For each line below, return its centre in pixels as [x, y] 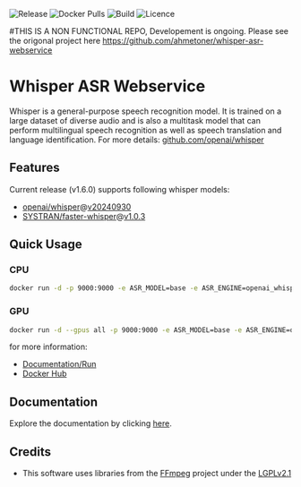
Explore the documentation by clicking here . [90, 423]
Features [34, 168]
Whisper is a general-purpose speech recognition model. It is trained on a [146, 111]
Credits [30, 452]
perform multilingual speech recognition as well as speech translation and [146, 130]
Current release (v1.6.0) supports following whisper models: [120, 189]
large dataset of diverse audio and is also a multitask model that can [135, 120]
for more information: [48, 347]
